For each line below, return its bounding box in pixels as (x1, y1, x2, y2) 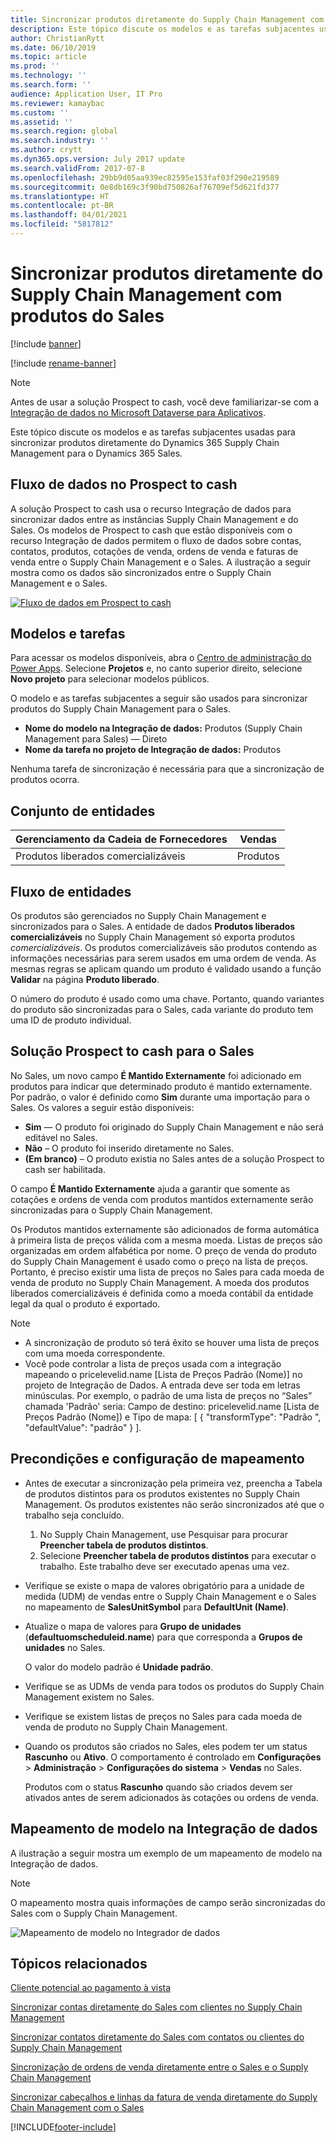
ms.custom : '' (10, 107, 70, 118)
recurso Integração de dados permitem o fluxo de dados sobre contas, (10, 534, 302, 546)
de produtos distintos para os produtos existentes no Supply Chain (24, 1487, 301, 1500)
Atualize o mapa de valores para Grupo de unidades (24, 1620, 242, 1632)
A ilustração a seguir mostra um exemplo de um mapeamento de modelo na (10, 1847, 323, 1859)
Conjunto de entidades (10, 802, 156, 820)
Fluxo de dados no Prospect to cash (10, 476, 238, 493)
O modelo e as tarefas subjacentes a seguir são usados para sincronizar (10, 692, 308, 705)
